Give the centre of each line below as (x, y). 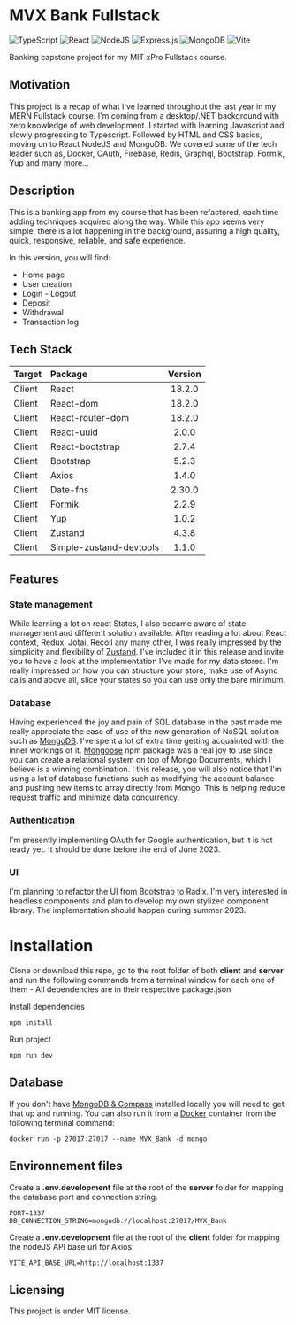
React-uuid (74, 432)
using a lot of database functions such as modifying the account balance (142, 779)
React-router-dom (90, 418)
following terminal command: (62, 1122)
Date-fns (69, 490)
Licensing (37, 1290)
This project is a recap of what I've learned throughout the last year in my (143, 106)
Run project (30, 1039)
